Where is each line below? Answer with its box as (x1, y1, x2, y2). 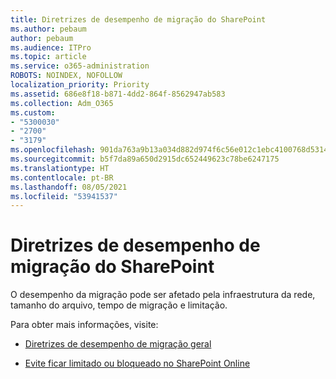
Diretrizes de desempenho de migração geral (24, 338, 212, 350)
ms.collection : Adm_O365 (10, 98, 114, 108)
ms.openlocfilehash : (10, 145, 97, 155)
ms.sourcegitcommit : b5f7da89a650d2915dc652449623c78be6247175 (10, 154, 280, 164)
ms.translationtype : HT (10, 163, 110, 173)
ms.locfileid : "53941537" (10, 191, 118, 201)
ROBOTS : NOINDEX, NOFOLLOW (10, 71, 123, 81)
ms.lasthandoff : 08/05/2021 (10, 182, 128, 192)
